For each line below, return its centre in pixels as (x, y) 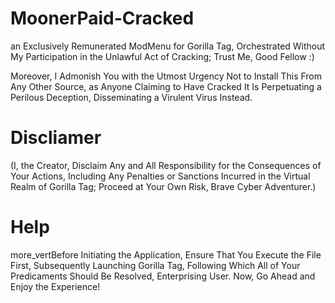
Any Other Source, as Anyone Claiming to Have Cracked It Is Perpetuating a (166, 86)
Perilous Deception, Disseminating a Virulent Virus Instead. (131, 97)
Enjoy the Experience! (55, 286)
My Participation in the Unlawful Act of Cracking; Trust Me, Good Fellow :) (162, 56)
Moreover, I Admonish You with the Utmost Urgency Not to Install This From (166, 76)
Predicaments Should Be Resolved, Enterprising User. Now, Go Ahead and (163, 276)
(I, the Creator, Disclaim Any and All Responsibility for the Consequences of (166, 165)
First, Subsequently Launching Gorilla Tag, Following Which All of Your (155, 265)
